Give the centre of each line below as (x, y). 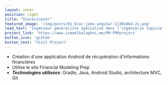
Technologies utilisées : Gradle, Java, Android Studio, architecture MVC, (87, 72)
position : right (22, 14)
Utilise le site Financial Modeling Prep (51, 67)
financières (24, 62)
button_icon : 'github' (28, 38)
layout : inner (20, 10)
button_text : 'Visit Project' (36, 42)
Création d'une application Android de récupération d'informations (81, 56)
